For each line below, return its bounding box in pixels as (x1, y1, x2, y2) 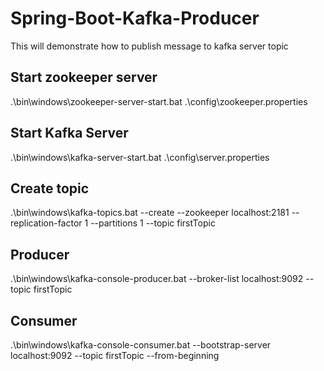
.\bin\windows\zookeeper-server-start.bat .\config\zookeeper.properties (10, 95, 308, 107)
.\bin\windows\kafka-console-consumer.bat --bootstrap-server (10, 339, 272, 351)
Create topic (10, 180, 90, 197)
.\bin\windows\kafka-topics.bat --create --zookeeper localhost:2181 (10, 207, 290, 219)
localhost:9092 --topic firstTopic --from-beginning (10, 350, 220, 361)
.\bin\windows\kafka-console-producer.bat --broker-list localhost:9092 (10, 273, 304, 285)
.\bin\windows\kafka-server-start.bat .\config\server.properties (10, 151, 270, 163)
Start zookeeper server (10, 69, 158, 86)
